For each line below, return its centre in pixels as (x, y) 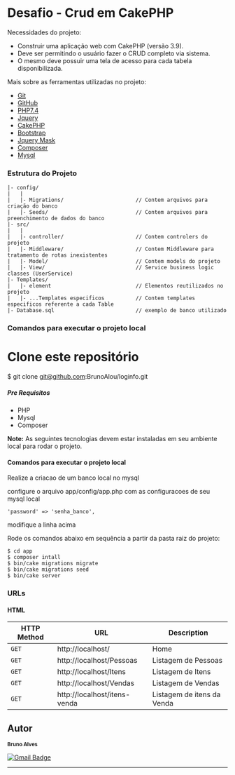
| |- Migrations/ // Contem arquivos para (108, 200)
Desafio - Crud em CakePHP (91, 13)
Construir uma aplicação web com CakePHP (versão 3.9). (100, 46)
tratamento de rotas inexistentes (58, 255)
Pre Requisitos (29, 392)
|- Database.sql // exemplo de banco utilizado (117, 311)
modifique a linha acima (42, 525)
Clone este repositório (73, 357)
